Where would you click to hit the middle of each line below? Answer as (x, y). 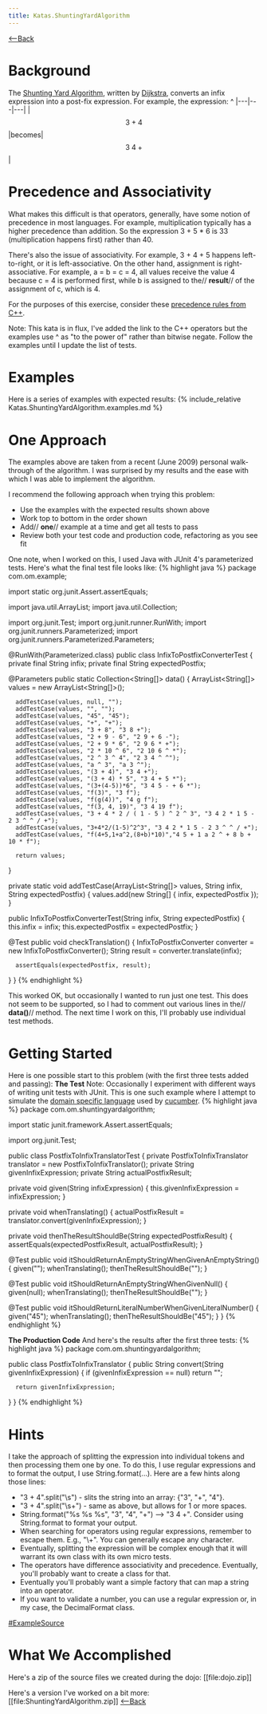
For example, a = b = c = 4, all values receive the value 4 (142, 271)
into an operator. (47, 1591)
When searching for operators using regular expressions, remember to (135, 1531)
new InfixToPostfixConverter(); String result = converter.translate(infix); (125, 951)
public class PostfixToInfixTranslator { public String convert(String (116, 1364)
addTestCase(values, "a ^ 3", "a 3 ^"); (83, 765)
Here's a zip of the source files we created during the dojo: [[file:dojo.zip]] (130, 1677)
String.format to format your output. (79, 1523)
